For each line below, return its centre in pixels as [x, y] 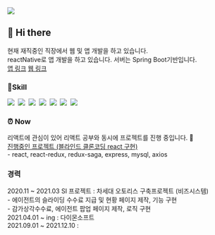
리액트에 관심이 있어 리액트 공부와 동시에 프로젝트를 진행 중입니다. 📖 [100, 138]
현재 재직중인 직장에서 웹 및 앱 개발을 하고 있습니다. [78, 50]
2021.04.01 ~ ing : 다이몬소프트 [51, 217]
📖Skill [17, 87]
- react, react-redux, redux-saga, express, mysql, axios [87, 155]
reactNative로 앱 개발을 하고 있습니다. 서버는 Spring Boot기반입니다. [102, 59]
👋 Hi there [29, 33]
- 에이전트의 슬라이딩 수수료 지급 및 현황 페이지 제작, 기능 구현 [92, 200]
